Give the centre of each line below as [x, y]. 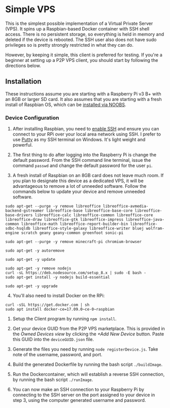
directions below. [23, 65]
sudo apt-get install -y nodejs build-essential [58, 278]
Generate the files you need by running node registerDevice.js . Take [85, 349]
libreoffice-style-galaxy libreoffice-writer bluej [88, 229]
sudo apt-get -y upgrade [31, 286]
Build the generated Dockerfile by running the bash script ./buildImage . [88, 364]
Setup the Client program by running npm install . [64, 319]
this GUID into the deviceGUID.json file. [53, 339]
